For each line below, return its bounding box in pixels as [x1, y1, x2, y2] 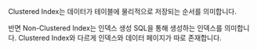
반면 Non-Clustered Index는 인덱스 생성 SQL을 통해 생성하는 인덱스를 [8, 23, 223, 33]
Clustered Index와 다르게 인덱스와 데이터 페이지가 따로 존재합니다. [18, 34, 222, 42]
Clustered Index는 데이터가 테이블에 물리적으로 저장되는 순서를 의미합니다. [8, 7, 237, 16]
